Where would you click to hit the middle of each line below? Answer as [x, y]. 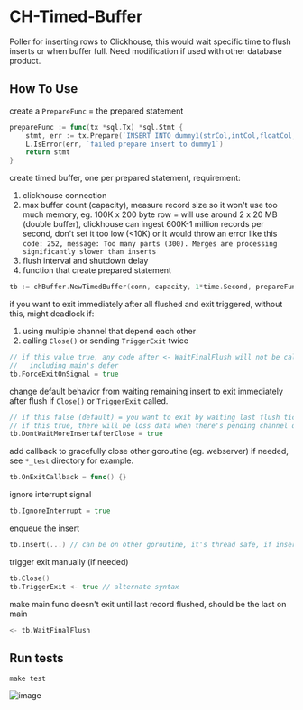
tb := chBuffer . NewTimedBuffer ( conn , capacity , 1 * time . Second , [131, 287]
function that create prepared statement [96, 270]
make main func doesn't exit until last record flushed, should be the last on [148, 604]
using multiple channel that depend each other [109, 331]
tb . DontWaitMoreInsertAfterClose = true [87, 434]
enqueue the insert [45, 528]
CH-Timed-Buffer [76, 17]
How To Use [44, 89]
